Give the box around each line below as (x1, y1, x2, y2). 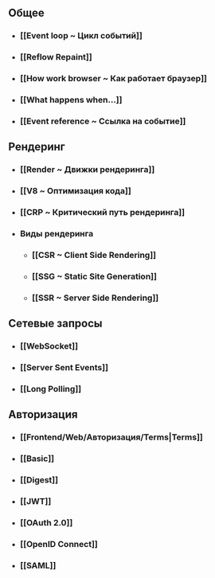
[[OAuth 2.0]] (19, 517, 73, 528)
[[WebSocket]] (19, 341, 78, 352)
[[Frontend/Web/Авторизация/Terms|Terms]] (19, 432, 203, 443)
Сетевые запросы (8, 317, 103, 330)
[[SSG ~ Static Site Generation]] (31, 271, 158, 282)
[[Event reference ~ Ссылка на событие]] (19, 115, 186, 127)
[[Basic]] (19, 453, 55, 464)
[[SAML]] (19, 560, 57, 571)
